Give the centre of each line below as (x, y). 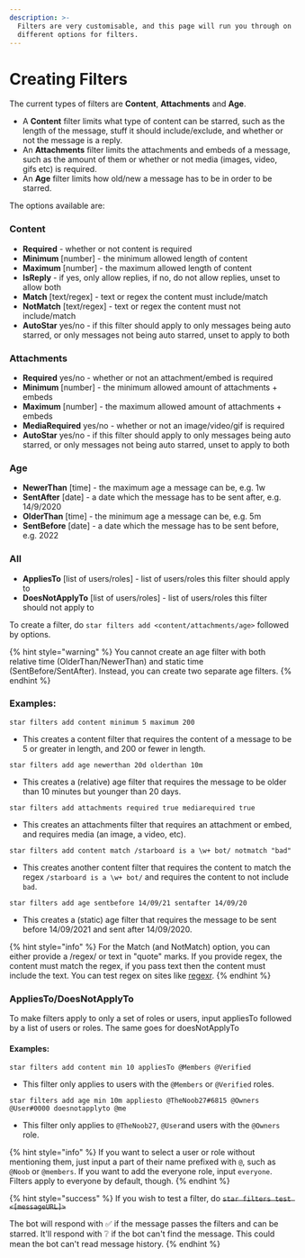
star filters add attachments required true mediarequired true (132, 808)
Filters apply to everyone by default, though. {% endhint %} (120, 1181)
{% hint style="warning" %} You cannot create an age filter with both (138, 652)
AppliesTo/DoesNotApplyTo (72, 999)
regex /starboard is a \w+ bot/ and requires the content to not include (156, 877)
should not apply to (58, 607)
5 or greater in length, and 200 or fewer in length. (114, 748)
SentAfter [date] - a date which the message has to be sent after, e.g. (152, 497)
